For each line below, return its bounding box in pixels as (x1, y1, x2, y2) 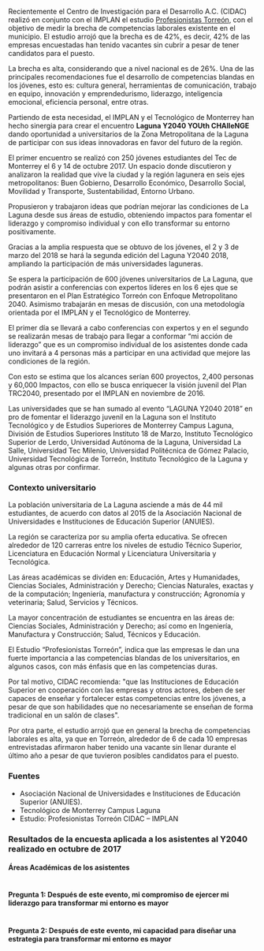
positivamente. (8, 227, 57, 236)
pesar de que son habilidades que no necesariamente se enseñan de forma (8, 702, 254, 712)
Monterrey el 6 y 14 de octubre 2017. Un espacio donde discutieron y (8, 162, 232, 170)
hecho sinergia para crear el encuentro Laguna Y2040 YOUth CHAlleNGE (8, 121, 250, 130)
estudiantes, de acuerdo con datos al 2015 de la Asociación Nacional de (8, 509, 243, 518)
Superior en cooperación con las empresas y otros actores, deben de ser (8, 685, 246, 695)
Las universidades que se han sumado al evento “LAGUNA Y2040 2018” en (8, 404, 253, 413)
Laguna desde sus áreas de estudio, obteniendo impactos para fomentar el (8, 211, 252, 219)
